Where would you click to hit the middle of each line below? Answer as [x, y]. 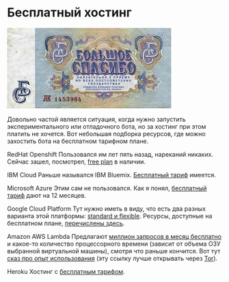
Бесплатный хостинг [69, 13]
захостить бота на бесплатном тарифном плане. [78, 141]
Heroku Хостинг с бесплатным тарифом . [66, 271]
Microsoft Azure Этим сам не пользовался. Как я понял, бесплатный [107, 188]
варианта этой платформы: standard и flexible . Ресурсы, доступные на [110, 216]
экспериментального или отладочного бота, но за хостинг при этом [107, 126]
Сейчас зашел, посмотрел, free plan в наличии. [76, 162]
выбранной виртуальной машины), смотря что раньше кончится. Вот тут [114, 251]
